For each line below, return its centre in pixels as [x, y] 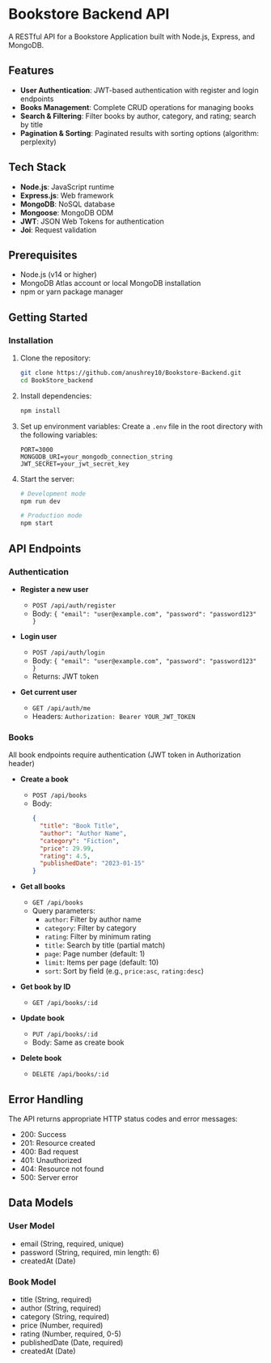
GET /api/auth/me [61, 708]
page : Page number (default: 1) [95, 954]
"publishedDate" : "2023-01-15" [92, 863]
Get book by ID [45, 987]
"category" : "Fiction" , [79, 841]
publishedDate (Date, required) [72, 1342]
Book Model [32, 1282]
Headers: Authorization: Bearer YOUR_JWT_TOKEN [114, 716]
